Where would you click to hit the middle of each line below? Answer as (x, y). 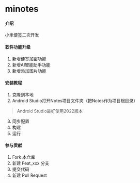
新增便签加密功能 (29, 59)
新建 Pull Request (29, 175)
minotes (22, 9)
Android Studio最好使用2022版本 (50, 111)
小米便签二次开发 (22, 35)
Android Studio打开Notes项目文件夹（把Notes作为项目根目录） (75, 100)
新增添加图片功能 (29, 71)
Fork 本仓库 (23, 157)
